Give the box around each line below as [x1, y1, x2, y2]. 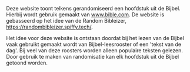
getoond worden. [6, 59, 48, 66]
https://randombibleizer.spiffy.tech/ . [6, 23, 93, 30]
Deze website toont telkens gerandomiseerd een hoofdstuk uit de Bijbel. [6, 5, 181, 12]
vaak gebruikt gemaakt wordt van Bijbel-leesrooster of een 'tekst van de [6, 41, 182, 48]
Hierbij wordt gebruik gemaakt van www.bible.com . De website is [6, 11, 165, 18]
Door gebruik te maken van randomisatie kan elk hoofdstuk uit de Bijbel [6, 53, 179, 60]
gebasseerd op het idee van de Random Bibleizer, [6, 17, 127, 24]
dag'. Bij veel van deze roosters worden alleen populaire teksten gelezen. [6, 47, 184, 54]
